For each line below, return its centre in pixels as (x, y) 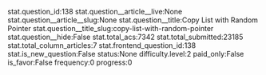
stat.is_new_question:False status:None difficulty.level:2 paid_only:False (126, 54)
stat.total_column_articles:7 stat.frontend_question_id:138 (102, 45)
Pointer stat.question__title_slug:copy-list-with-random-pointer (111, 28)
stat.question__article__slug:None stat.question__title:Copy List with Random (133, 20)
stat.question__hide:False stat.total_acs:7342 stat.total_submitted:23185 (125, 37)
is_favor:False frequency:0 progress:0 (70, 62)
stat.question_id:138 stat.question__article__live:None (95, 12)
